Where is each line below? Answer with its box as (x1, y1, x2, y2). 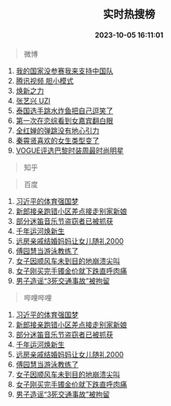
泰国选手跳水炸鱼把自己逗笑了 (15, 106, 113, 115)
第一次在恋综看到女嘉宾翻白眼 (15, 115, 113, 125)
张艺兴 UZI (15, 96, 51, 105)
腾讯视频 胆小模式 (15, 76, 74, 85)
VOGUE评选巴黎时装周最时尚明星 (15, 146, 124, 155)
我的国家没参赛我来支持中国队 (15, 66, 113, 76)
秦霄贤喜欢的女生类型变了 (15, 135, 100, 145)
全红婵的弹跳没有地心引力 (15, 126, 100, 135)
